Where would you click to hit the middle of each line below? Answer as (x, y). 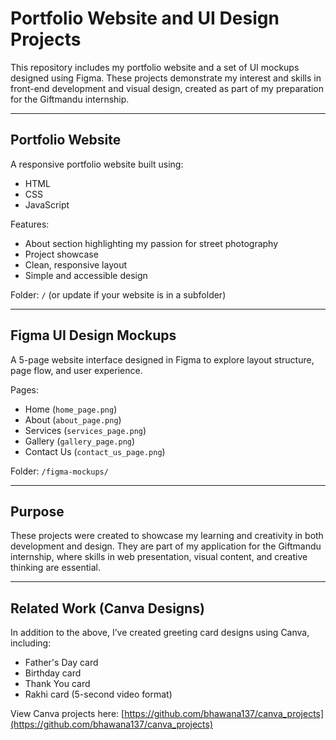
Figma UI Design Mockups (93, 335)
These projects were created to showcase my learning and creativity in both (167, 536)
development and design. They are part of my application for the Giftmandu (166, 546)
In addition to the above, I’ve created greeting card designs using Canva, (160, 633)
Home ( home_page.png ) (71, 409)
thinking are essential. (56, 568)
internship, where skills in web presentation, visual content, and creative (159, 557)
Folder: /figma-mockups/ (59, 471)
